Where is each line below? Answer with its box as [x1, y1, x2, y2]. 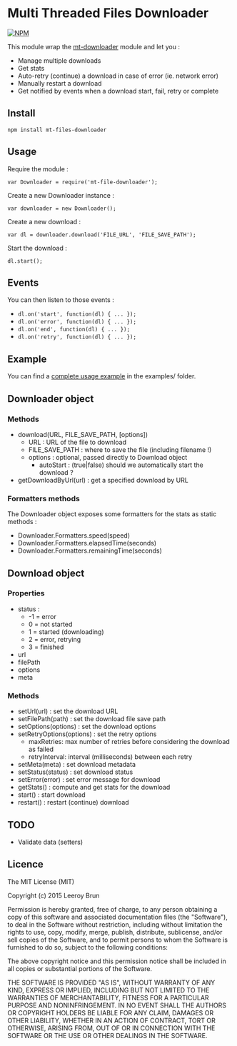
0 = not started [28, 620, 73, 628]
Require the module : [7, 164, 69, 173]
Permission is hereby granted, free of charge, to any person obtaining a [7, 905, 218, 913]
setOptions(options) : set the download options [17, 723, 156, 731]
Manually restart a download [17, 79, 102, 87]
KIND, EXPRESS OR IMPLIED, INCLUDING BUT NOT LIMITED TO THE [7, 985, 210, 994]
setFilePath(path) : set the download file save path [17, 715, 166, 723]
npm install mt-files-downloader [7, 126, 107, 134]
